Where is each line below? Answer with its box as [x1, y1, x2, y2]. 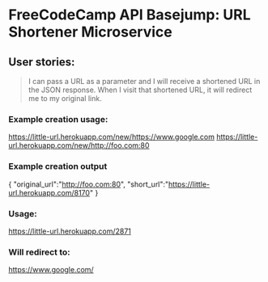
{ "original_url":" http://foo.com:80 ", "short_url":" [8, 179, 169, 189]
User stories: [8, 55, 75, 69]
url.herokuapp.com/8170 [8, 187, 91, 197]
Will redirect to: [8, 246, 70, 258]
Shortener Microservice [8, 23, 172, 41]
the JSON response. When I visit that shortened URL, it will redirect [28, 85, 253, 95]
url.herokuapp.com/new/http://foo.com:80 [8, 141, 150, 150]
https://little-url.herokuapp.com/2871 [8, 226, 132, 236]
